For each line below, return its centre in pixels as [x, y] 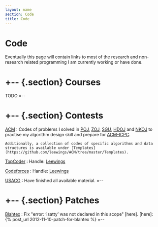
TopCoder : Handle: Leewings [35, 161]
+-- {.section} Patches [52, 201]
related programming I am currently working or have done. [83, 62]
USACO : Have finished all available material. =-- [54, 181]
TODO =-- [16, 96]
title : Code [17, 19]
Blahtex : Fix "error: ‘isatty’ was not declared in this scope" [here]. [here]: [79, 214]
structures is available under [37, 148]
